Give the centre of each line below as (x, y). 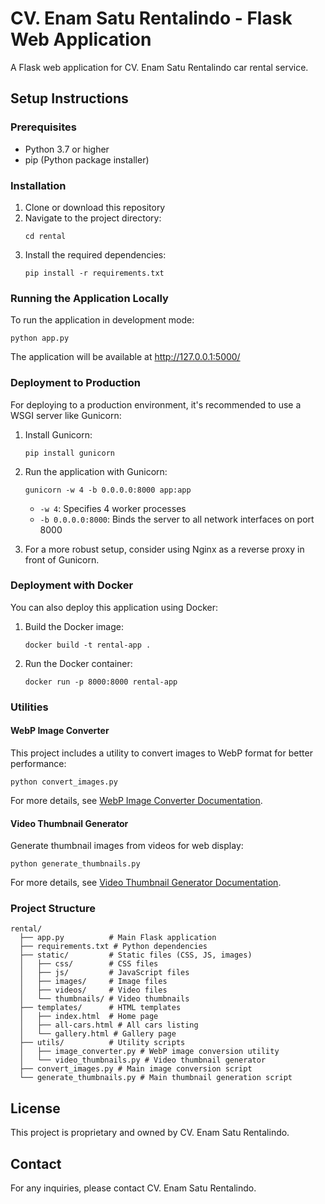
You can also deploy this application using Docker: (114, 607)
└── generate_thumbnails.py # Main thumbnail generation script (156, 1078)
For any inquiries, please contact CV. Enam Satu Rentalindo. (133, 1188)
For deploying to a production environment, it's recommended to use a (156, 404)
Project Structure (53, 909)
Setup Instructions (69, 98)
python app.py (40, 338)
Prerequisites (43, 127)
